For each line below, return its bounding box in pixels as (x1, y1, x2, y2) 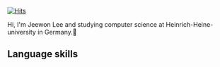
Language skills (7, 48, 79, 60)
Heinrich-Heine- (166, 20, 214, 28)
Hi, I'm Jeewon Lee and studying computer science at (7, 20, 165, 28)
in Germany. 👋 (37, 28, 77, 36)
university (7, 28, 37, 36)
